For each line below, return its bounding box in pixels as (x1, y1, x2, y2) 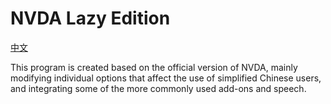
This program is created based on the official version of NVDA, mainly (10, 61, 298, 73)
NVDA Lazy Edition (10, 7, 171, 30)
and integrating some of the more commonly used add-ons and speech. (10, 82, 307, 94)
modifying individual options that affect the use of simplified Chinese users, (10, 72, 322, 84)
